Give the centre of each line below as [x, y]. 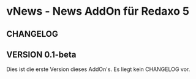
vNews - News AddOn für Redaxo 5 [98, 11]
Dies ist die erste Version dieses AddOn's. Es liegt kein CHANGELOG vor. [98, 69]
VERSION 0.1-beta [41, 54]
